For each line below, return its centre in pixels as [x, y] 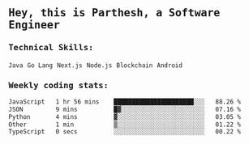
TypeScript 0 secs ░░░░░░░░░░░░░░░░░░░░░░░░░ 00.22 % [125, 132]
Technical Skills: [51, 48]
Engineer [34, 25]
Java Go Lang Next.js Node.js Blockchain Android [95, 65]
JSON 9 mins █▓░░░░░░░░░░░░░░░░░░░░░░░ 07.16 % [125, 109]
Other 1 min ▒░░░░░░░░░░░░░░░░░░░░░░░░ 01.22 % [125, 125]
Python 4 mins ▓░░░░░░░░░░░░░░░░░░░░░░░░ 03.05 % [125, 116]
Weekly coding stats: [58, 85]
